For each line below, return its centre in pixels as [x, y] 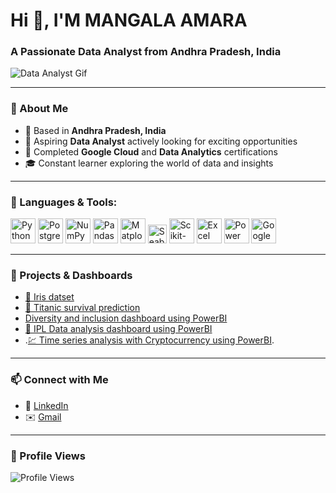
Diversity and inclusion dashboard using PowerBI [126, 318]
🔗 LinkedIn [46, 405]
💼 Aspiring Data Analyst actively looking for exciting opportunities [161, 141]
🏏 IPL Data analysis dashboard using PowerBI [118, 329]
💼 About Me [39, 109]
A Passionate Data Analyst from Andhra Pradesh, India [146, 52]
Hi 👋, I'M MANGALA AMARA [129, 20]
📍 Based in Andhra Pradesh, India [95, 130]
